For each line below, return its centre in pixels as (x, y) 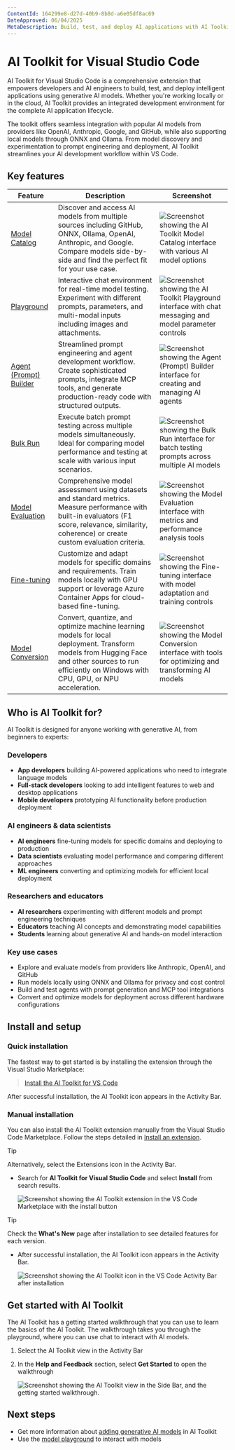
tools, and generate (90, 388)
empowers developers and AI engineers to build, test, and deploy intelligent (116, 88)
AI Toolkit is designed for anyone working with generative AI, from (102, 729)
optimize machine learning (101, 627)
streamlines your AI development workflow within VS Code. (93, 154)
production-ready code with (105, 397)
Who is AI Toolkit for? (55, 712)
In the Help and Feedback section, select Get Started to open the (112, 1364)
